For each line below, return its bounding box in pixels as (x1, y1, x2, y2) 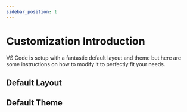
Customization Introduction (6, 34, 145, 48)
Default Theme (6, 98, 63, 108)
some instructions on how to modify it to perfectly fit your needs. (6, 60, 166, 67)
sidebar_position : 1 (6, 8, 58, 15)
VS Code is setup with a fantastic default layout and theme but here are (6, 54, 182, 61)
